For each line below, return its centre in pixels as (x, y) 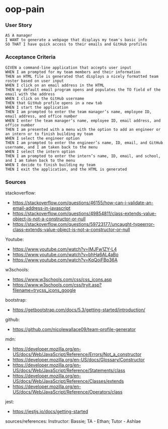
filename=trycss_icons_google (44, 290)
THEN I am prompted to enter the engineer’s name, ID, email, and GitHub (84, 142)
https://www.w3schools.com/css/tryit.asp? (57, 285)
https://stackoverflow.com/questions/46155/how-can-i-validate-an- (83, 203)
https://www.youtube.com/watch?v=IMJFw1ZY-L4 (65, 249)
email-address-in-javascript (41, 208)
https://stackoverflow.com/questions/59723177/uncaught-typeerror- (83, 224)
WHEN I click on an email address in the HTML (55, 85)
